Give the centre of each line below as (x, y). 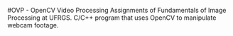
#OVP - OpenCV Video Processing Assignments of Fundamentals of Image (117, 10)
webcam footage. (33, 25)
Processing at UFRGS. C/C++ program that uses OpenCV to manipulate (112, 18)
